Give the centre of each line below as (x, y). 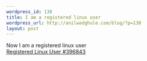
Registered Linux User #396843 (46, 52)
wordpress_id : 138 (29, 12)
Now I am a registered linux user (46, 45)
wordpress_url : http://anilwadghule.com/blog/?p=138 (74, 23)
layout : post (23, 28)
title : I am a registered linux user (54, 17)
